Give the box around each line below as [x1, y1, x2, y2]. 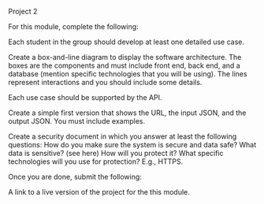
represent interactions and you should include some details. [8, 78, 203, 87]
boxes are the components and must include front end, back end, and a [8, 61, 240, 70]
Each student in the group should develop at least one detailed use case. [8, 37, 245, 46]
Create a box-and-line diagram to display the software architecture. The [8, 53, 242, 61]
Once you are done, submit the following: [8, 172, 142, 181]
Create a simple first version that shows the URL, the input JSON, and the [8, 108, 247, 117]
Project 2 [8, 7, 38, 16]
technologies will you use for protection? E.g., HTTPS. [8, 157, 184, 166]
